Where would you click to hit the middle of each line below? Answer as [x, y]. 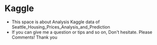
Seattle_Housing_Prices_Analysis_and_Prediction [61, 27]
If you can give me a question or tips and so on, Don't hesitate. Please [82, 32]
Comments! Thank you [34, 37]
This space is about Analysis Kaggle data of [56, 22]
